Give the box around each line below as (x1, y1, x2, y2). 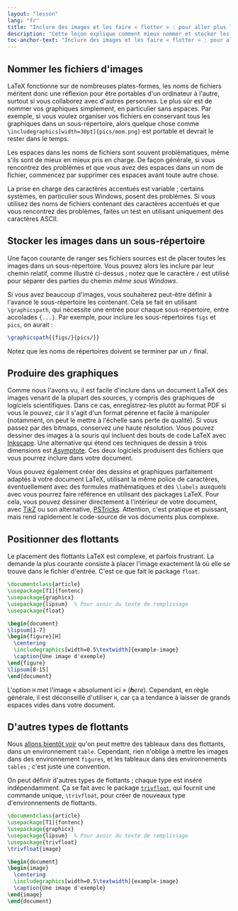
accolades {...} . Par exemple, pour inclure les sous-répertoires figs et (7, 312, 216, 321)
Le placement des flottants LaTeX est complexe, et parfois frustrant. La (7, 552, 215, 560)
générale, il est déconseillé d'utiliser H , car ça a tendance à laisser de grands (7, 693, 231, 701)
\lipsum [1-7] (7, 626, 46, 634)
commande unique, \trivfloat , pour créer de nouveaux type (7, 791, 186, 800)
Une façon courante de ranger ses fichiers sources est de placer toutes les (7, 254, 227, 262)
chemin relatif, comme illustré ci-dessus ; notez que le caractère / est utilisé (7, 268, 229, 277)
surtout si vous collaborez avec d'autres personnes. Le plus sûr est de (7, 96, 212, 105)
